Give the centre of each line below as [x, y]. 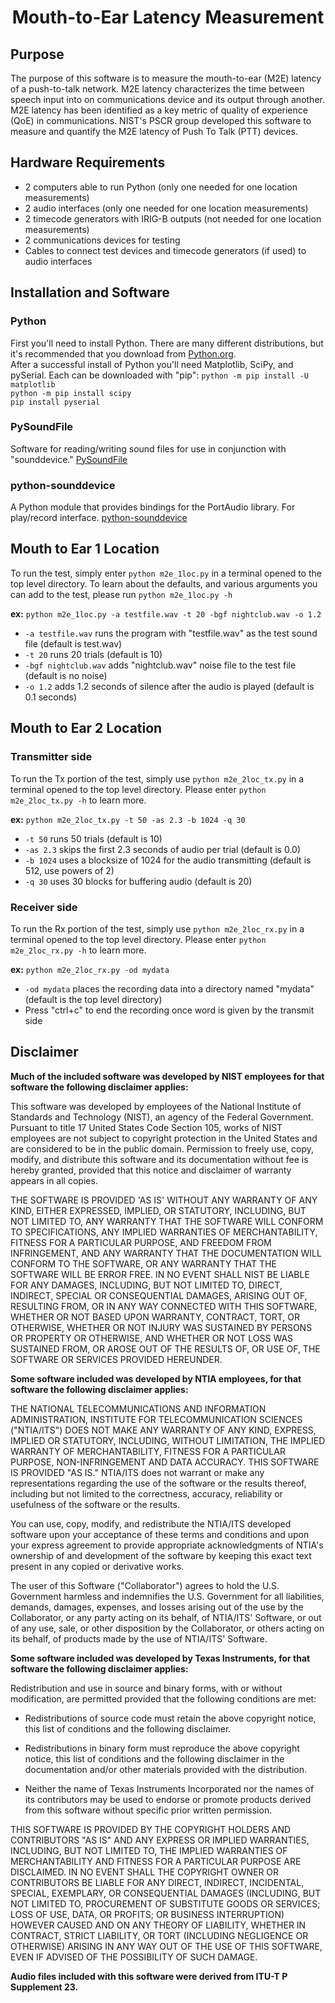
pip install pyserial [55, 402]
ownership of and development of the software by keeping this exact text [161, 1555]
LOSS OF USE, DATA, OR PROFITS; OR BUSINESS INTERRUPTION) [147, 1914]
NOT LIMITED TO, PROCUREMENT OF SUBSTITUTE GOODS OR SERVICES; [165, 1903]
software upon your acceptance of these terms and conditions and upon [160, 1534]
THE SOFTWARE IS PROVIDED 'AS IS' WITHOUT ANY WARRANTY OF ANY [164, 1200]
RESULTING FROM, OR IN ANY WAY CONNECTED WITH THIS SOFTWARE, [164, 1306]
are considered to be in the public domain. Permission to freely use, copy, [162, 1148]
